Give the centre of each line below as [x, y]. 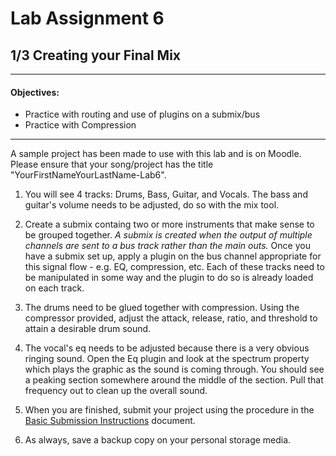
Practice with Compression [80, 125]
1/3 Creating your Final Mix [96, 55]
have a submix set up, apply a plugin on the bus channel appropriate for [173, 256]
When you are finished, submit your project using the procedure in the [169, 410]
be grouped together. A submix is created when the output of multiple [168, 235]
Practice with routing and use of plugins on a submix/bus [142, 114]
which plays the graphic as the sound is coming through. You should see [174, 369]
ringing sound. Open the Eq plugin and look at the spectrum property [167, 359]
